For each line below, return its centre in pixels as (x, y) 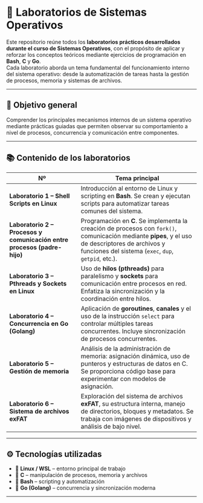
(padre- (50, 247)
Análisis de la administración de (126, 348)
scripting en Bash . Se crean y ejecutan (135, 196)
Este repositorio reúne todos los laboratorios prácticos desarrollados (93, 42)
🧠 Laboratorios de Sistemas (76, 12)
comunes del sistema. (112, 211)
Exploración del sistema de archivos (132, 396)
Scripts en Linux (33, 203)
